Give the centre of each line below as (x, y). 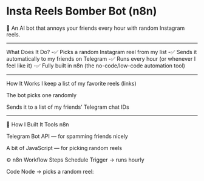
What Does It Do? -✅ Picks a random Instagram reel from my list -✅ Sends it (102, 52)
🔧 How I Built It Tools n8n (38, 124)
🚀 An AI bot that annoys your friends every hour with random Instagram (96, 28)
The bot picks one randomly (42, 95)
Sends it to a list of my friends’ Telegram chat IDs (68, 107)
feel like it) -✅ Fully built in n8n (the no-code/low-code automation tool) (96, 66)
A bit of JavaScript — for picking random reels (64, 148)
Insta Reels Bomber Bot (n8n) (82, 11)
